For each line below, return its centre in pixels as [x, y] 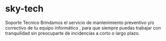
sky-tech [24, 9]
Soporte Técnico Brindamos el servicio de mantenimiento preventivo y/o [80, 22]
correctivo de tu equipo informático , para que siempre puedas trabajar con [83, 27]
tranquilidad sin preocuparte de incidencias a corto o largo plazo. [73, 33]
